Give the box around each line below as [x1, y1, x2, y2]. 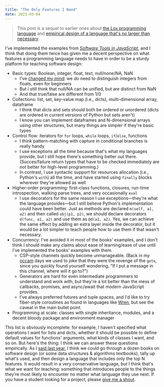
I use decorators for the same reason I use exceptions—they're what [19, 195, 158, 201]
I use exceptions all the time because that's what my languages [19, 148, 148, 154]
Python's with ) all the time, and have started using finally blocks [19, 174, 152, 180]
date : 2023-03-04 [5, 12, 41, 17]
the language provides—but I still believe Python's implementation [19, 200, 153, 206]
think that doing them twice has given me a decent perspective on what [5, 50, 150, 56]
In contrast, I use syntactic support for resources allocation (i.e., [19, 169, 149, 175]
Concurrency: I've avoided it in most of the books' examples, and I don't [12, 237, 158, 242]
